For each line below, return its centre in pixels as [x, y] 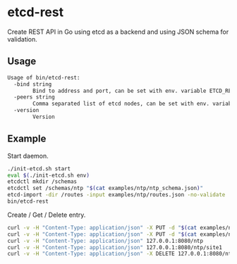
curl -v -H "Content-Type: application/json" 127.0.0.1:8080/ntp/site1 [115, 247]
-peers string [34, 97]
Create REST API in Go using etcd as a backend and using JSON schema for [118, 32]
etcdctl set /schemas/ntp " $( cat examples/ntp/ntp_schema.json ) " [105, 188]
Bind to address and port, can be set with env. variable [120, 91]
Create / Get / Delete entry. [47, 215]
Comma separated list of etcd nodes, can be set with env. [121, 104]
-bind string [33, 84]
